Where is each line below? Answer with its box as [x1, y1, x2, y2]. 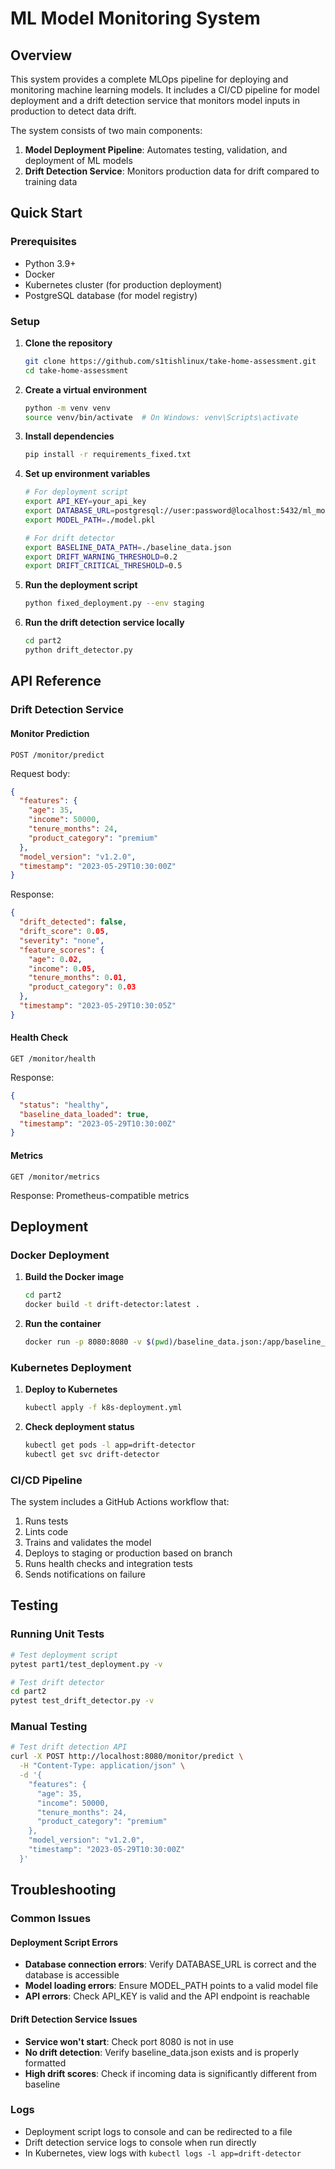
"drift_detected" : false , [19, 917, 128, 927]
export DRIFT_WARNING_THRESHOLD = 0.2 [24, 552, 178, 562]
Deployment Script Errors [10, 1936, 119, 1948]
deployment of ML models [24, 155, 133, 166]
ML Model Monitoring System [10, 7, 261, 30]
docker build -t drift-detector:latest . [24, 1300, 201, 1310]
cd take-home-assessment [24, 365, 129, 376]
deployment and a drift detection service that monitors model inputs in [10, 95, 300, 106]
